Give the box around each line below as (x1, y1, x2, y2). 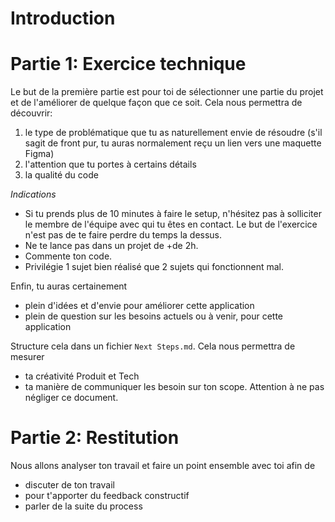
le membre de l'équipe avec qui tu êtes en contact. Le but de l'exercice (24, 218, 318, 231)
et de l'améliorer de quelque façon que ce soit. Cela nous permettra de (10, 97, 303, 109)
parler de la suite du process (24, 500, 143, 512)
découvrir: (10, 107, 53, 119)
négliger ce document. (24, 392, 119, 404)
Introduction (10, 7, 116, 30)
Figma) (24, 148, 55, 160)
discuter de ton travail (24, 479, 115, 491)
